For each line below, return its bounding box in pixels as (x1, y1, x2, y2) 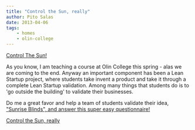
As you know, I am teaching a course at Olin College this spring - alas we (6, 63, 182, 70)
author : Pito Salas (6, 14, 54, 20)
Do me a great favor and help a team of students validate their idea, (6, 100, 169, 106)
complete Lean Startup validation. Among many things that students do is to (6, 82, 189, 88)
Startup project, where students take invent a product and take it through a (6, 76, 186, 83)
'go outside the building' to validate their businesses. (6, 88, 134, 95)
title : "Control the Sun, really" (6, 8, 91, 15)
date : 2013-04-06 (6, 19, 49, 25)
